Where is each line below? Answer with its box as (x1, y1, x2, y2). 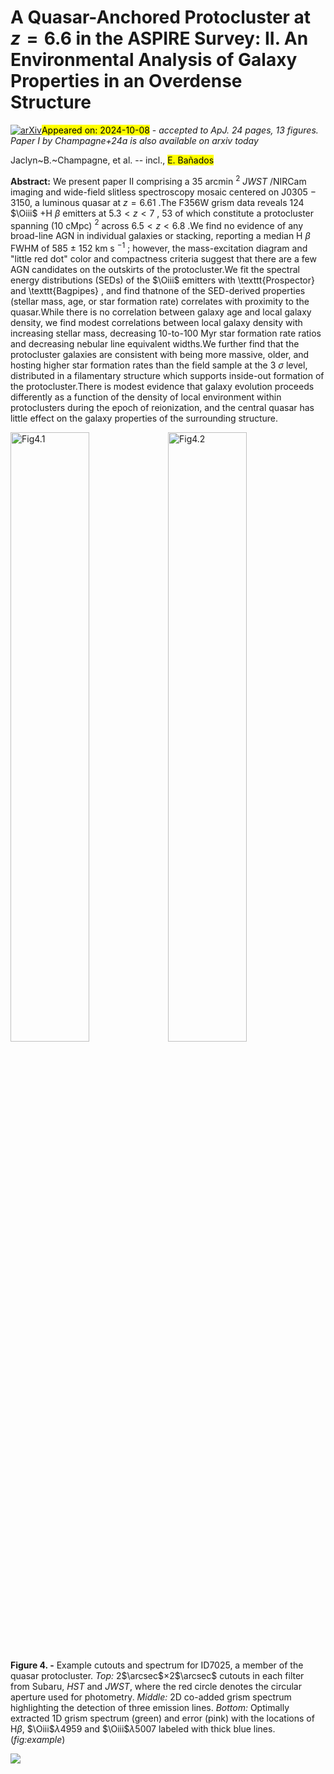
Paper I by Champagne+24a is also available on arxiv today (10, 134, 259, 146)
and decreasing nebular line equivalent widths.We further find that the (10, 337, 300, 350)
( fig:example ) (10, 1733, 66, 1745)
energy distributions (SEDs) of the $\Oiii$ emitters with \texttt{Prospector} (10, 274, 315, 286)
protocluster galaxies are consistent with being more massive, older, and (10, 348, 310, 360)
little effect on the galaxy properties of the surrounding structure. (10, 412, 279, 424)
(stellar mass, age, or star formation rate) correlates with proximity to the (10, 295, 310, 307)
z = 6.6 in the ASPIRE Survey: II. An (10, 27, 309, 50)
